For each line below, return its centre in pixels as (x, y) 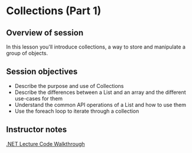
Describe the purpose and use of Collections (69, 86)
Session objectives (42, 72)
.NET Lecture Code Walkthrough (45, 144)
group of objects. (27, 53)
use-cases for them (39, 98)
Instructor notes (37, 130)
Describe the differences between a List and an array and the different (100, 92)
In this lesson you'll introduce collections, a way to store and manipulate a (96, 47)
